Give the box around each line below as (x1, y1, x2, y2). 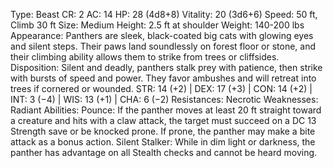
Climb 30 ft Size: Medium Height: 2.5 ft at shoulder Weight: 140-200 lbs (10, 19, 305, 31)
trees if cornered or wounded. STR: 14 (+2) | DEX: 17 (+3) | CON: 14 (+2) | (10, 83, 313, 94)
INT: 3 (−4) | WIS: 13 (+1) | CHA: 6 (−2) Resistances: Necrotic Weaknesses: (10, 94, 319, 105)
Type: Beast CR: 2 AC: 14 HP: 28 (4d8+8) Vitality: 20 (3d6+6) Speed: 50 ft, (10, 9, 318, 20)
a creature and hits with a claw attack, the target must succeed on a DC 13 (10, 115, 317, 126)
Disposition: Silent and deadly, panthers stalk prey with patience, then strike (10, 62, 323, 73)
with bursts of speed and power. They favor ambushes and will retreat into (10, 72, 317, 84)
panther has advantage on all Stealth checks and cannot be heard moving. (10, 147, 318, 158)
